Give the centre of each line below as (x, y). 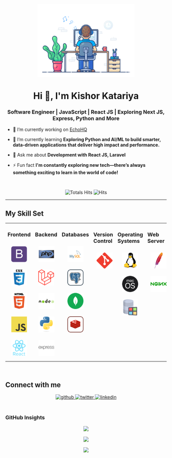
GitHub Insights (25, 417)
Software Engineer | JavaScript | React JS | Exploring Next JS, (86, 112)
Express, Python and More (86, 118)
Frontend (19, 234)
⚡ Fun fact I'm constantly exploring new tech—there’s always (79, 165)
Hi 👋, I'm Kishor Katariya (86, 96)
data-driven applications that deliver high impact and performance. (86, 145)
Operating (130, 234)
